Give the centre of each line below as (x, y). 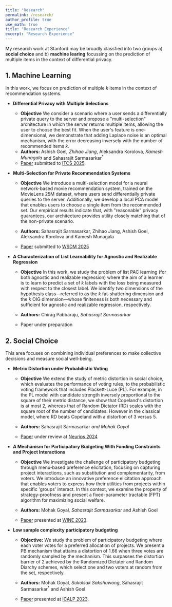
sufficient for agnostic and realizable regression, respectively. (86, 305)
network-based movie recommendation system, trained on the (87, 188)
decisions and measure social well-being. (49, 359)
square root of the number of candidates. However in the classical (90, 411)
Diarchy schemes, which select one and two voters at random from (91, 567)
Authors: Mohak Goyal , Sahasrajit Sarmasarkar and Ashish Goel (89, 510)
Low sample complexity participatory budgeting (65, 530)
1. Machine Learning (38, 76)
